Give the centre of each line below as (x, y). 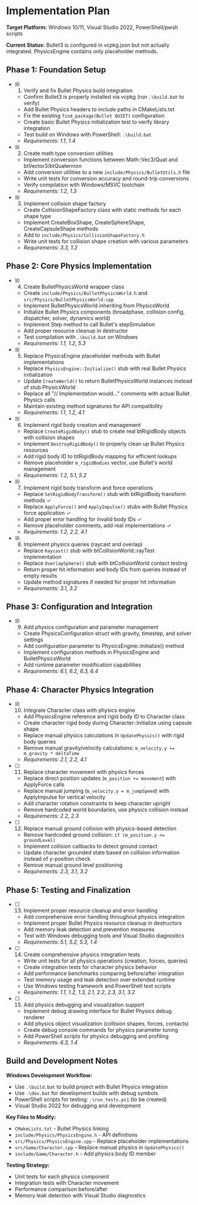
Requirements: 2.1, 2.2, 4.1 (55, 759)
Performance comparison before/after (61, 1189)
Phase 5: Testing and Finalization (69, 890)
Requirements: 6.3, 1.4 (51, 1042)
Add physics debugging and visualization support (84, 1005)
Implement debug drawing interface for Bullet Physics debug (98, 1011)
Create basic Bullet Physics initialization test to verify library (96, 122)
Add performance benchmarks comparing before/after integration (104, 973)
